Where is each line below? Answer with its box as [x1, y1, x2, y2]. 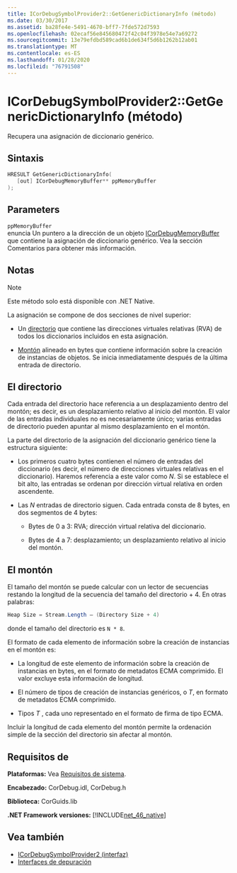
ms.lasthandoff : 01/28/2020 [7, 57, 91, 64]
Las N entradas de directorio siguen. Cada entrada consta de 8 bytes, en [17, 501, 230, 509]
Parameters [7, 204, 60, 216]
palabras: [7, 598, 35, 606]
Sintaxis [7, 152, 45, 164]
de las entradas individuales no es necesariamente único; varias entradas [7, 415, 221, 423]
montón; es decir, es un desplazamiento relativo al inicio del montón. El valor [7, 407, 231, 416]
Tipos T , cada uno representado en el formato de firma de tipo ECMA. [17, 709, 224, 718]
